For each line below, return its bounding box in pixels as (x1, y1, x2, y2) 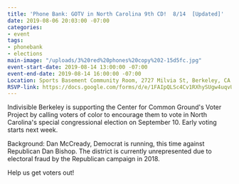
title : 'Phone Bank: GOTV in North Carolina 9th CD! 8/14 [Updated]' (7, 10, 224, 18)
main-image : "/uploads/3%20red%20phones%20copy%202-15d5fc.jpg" (7, 57, 202, 64)
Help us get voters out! (7, 168, 75, 177)
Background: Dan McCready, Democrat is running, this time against (7, 140, 205, 148)
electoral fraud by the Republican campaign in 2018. (7, 155, 160, 163)
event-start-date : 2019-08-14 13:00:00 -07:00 (7, 63, 148, 71)
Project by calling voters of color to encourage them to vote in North (7, 111, 208, 119)
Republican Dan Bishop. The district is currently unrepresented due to (7, 147, 212, 155)
